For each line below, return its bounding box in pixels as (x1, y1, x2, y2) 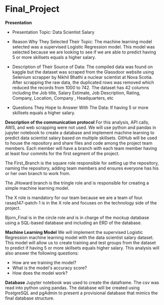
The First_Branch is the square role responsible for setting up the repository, (5, 160, 159, 166)
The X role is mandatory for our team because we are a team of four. (5, 195, 143, 201)
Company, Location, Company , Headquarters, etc (12, 95, 114, 101)
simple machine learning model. (5, 185, 70, 191)
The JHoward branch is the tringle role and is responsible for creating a (5, 180, 149, 186)
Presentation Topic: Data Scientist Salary (12, 29, 94, 35)
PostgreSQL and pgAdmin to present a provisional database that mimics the (5, 290, 158, 296)
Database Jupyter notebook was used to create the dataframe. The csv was (5, 280, 159, 285)
